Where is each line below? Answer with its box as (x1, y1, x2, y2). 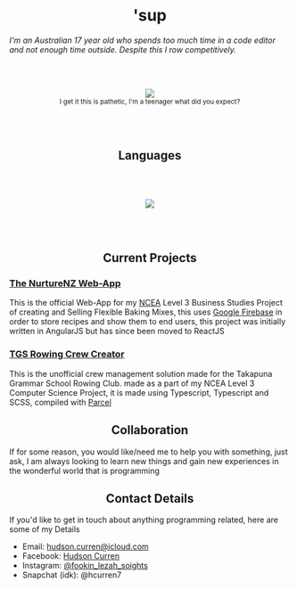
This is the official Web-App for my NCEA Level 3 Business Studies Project (9, 298, 284, 308)
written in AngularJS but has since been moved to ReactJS (9, 326, 225, 337)
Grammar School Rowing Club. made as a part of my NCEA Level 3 (9, 378, 255, 389)
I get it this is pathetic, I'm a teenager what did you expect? (59, 97, 241, 106)
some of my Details (9, 524, 80, 535)
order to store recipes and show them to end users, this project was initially (9, 316, 286, 327)
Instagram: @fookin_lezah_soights (21, 560, 149, 571)
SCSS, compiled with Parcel (9, 397, 111, 407)
